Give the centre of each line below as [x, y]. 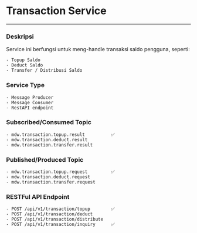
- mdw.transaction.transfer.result [50, 145]
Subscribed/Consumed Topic [49, 122]
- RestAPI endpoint [30, 108]
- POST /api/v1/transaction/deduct [50, 214]
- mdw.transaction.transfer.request [51, 182]
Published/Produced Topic [45, 159]
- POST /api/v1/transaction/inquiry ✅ [61, 225]
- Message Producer [30, 97]
